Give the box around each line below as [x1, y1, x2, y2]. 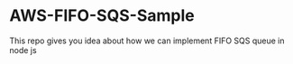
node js [9, 44, 38, 55]
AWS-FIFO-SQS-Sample [9, 5, 196, 26]
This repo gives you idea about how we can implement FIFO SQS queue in [9, 35, 285, 46]
